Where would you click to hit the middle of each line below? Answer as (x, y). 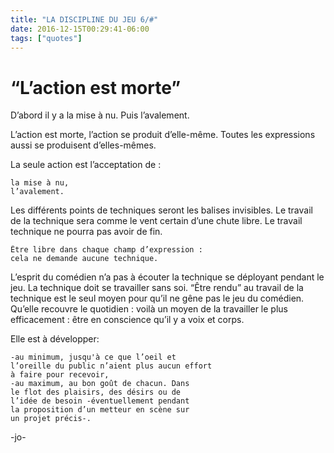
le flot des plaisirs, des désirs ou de (96, 392)
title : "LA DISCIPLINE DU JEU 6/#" (84, 19)
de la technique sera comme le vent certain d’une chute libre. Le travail (156, 221)
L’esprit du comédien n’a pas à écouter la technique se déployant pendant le (167, 277)
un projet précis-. (51, 419)
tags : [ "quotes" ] (46, 38)
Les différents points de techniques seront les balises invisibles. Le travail (161, 210)
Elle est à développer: (55, 339)
